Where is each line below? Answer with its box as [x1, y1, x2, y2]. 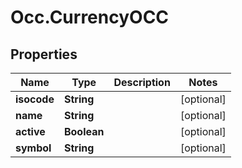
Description [113, 76, 171, 89]
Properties [10, 46, 78, 63]
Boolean [63, 125, 105, 138]
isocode [15, 92, 55, 106]
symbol [15, 141, 52, 155]
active [15, 125, 46, 138]
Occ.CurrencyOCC [10, 6, 170, 29]
